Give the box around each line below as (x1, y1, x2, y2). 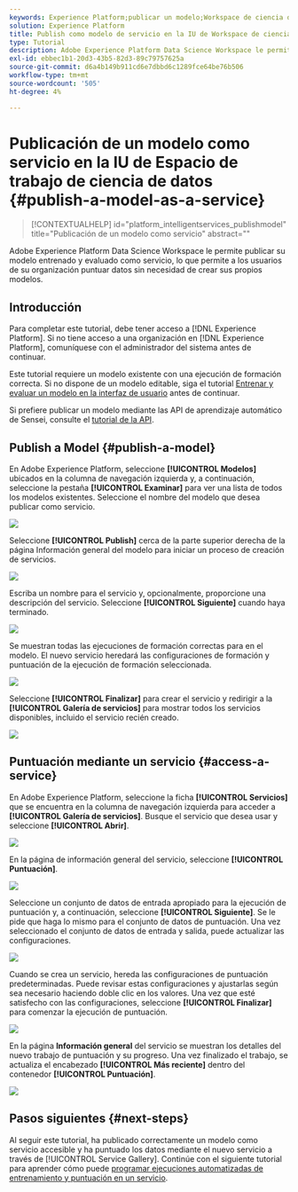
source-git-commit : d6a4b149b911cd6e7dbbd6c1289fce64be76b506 (9, 63, 244, 72)
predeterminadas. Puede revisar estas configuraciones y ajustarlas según (9, 978, 279, 989)
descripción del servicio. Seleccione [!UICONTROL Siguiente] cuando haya (9, 597, 286, 608)
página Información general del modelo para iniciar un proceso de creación (9, 545, 285, 556)
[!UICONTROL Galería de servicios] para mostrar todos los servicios (9, 703, 262, 714)
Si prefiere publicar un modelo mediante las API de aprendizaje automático (9, 405, 282, 415)
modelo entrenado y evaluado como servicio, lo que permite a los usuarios (9, 255, 282, 266)
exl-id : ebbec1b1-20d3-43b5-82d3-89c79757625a (9, 54, 184, 63)
